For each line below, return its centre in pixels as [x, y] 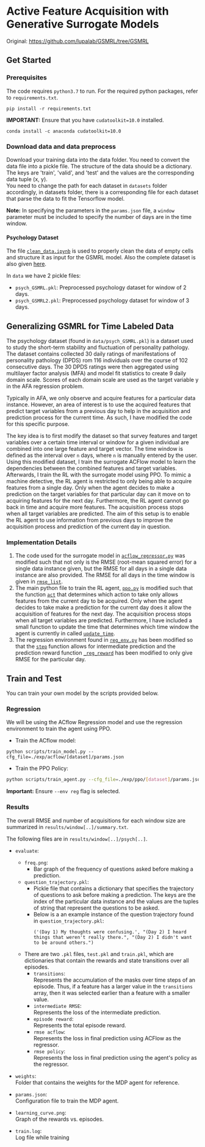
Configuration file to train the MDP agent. [67, 1101]
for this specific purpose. [38, 424]
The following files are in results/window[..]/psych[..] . [77, 839]
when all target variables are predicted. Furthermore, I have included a [103, 620]
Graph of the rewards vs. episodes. [59, 1119]
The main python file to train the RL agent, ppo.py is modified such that [104, 588]
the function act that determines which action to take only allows [97, 595]
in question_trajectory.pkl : [69, 921]
